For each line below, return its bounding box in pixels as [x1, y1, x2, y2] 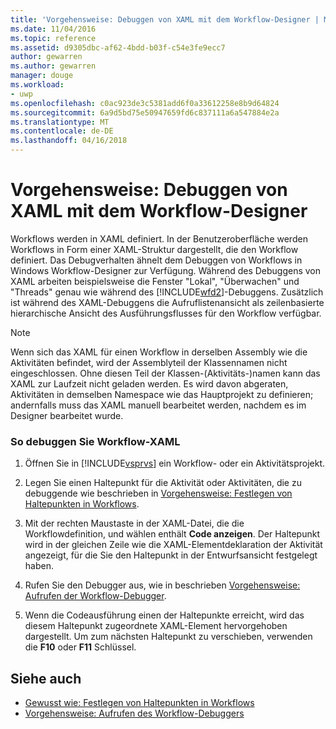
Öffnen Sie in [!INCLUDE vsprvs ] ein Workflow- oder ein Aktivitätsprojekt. [24, 457, 326, 470]
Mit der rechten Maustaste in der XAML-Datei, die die [24, 517, 245, 530]
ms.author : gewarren [10, 61, 97, 71]
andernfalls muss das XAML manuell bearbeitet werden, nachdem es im [10, 399, 307, 411]
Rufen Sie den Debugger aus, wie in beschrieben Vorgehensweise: [24, 579, 301, 591]
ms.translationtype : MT [10, 117, 110, 127]
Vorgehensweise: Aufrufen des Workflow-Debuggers [24, 707, 245, 720]
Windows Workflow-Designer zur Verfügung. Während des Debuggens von [10, 264, 322, 276]
